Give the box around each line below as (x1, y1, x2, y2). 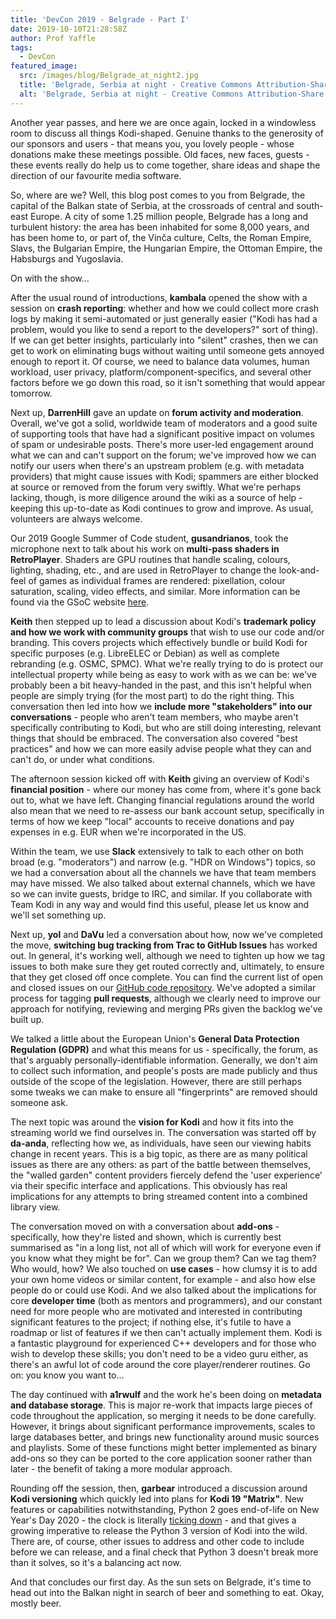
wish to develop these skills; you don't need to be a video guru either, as (10, 1347, 309, 1360)
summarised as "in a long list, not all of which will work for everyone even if (10, 1241, 322, 1253)
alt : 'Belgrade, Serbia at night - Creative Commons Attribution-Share (19, 89, 325, 99)
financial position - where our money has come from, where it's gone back (10, 783, 322, 795)
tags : (10, 42, 33, 53)
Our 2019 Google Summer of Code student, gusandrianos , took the (10, 532, 289, 544)
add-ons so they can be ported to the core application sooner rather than (10, 1452, 312, 1464)
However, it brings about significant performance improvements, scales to (10, 1420, 316, 1432)
